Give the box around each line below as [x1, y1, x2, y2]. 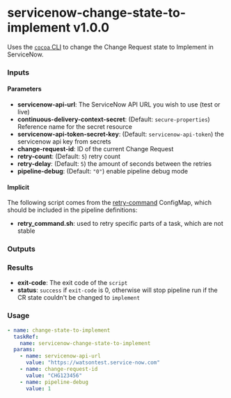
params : [13, 346, 36, 353]
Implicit [7, 183, 30, 191]
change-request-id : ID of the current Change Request [17, 145, 174, 153]
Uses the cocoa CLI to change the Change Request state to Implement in [7, 43, 214, 51]
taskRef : [13, 333, 39, 340]
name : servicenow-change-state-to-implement [19, 339, 151, 346]
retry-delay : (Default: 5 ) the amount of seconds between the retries [17, 160, 212, 168]
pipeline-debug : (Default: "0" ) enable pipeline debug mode [17, 167, 189, 176]
